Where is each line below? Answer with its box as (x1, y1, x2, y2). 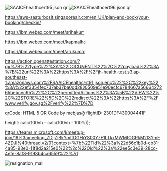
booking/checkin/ (5, 20, 41, 25)
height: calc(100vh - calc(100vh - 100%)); (5, 120, 90, 125)
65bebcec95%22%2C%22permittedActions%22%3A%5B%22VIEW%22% (5, 90, 160, 95)
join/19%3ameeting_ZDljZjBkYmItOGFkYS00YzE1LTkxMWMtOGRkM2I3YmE (5, 135, 160, 140)
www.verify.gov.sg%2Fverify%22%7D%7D (5, 100, 94, 106)
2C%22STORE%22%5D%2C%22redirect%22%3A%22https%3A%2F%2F (5, 95, 159, 101)
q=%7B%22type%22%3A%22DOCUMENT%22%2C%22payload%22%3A (5, 64, 159, 69)
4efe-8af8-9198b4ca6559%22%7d (5, 151, 78, 156)
